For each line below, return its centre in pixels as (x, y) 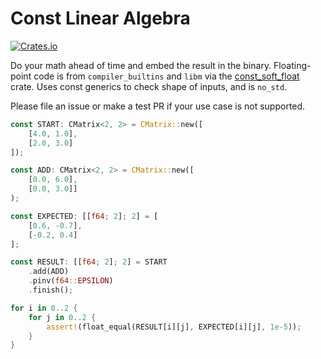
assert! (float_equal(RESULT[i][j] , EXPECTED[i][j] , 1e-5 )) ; (174, 327)
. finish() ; (51, 290)
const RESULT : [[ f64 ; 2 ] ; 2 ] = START (89, 262)
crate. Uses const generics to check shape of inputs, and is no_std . (149, 86)
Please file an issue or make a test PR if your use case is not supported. (158, 106)
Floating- (292, 65)
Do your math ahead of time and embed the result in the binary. (141, 65)
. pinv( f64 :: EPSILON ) (71, 281)
